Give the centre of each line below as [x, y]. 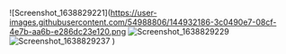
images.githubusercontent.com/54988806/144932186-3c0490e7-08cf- [143, 22]
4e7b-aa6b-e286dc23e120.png [68, 31]
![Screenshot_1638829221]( [60, 13]
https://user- [134, 13]
